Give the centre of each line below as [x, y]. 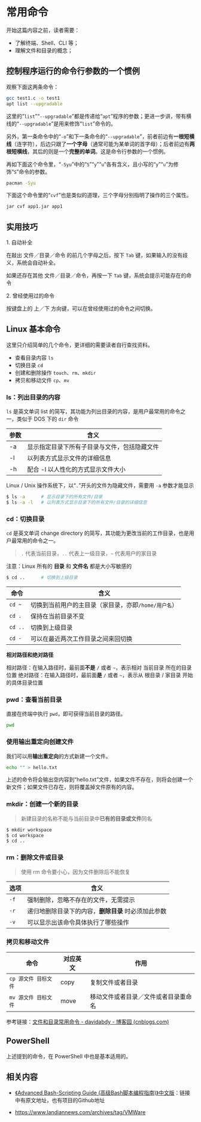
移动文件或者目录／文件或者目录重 [138, 996]
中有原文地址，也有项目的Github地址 [60, 1100]
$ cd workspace [25, 835]
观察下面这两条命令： [32, 87]
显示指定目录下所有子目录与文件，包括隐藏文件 [93, 447]
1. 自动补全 [19, 242]
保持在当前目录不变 [57, 617]
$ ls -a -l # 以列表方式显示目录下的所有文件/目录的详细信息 [77, 502]
